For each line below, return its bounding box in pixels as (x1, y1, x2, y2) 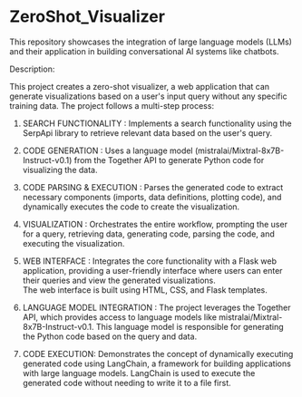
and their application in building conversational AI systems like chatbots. (9, 45, 279, 56)
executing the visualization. (22, 237, 125, 248)
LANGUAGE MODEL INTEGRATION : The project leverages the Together (22, 302, 291, 313)
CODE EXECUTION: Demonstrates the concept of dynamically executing (22, 348, 294, 359)
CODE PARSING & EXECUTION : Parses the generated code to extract (22, 181, 284, 192)
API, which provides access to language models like (22, 311, 218, 323)
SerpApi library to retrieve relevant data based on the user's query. (22, 127, 273, 138)
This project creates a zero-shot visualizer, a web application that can (9, 81, 270, 92)
